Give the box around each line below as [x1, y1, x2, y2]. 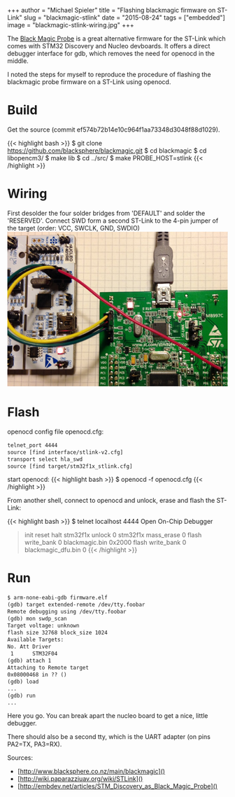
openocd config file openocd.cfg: [7, 427, 104, 436]
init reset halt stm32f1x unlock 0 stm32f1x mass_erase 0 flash [24, 530, 202, 539]
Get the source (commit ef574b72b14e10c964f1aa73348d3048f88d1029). [7, 125, 220, 134]
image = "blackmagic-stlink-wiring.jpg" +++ [7, 21, 134, 29]
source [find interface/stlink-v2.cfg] [7, 448, 124, 456]
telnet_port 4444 [7, 441, 58, 449]
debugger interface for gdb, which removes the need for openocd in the [7, 49, 215, 57]
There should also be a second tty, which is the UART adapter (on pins [7, 732, 211, 741]
